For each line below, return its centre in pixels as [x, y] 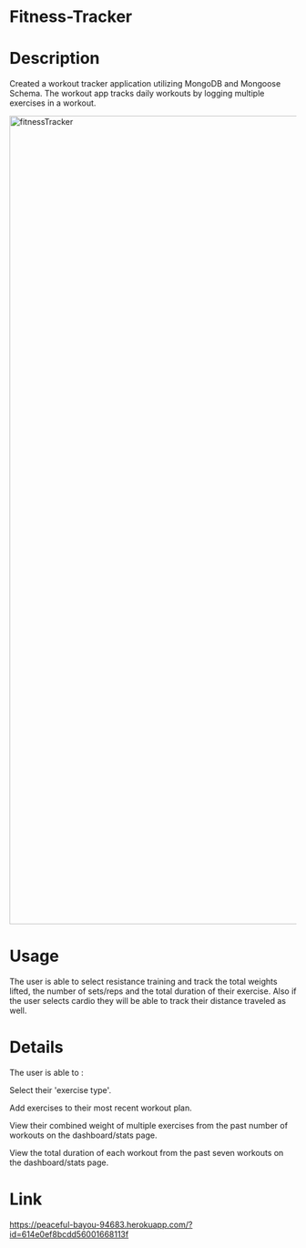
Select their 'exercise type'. [61, 1090]
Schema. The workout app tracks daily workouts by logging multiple [137, 94]
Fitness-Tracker [71, 17]
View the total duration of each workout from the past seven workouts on [147, 1153]
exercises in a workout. [53, 103]
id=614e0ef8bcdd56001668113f [69, 1234]
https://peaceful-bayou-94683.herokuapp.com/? [101, 1224]
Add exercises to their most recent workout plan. [101, 1108]
